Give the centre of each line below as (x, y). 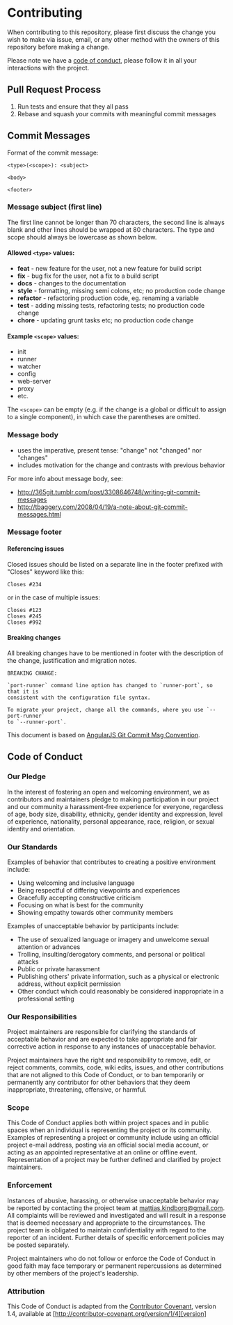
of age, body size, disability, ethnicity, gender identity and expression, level (115, 814)
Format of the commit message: (53, 152)
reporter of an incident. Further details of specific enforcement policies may (116, 1237)
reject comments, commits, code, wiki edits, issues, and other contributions (115, 1067)
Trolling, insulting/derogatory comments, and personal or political (111, 954)
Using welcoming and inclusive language (76, 883)
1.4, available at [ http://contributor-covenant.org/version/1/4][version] (107, 1314)
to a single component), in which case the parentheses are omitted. (104, 417)
